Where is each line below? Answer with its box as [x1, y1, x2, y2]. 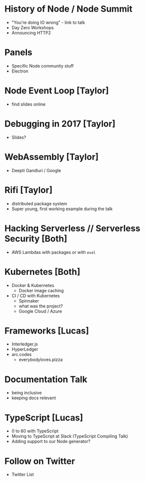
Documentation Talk [4, 374, 87, 385]
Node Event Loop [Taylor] [4, 85, 109, 96]
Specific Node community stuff [11, 63, 74, 69]
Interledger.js [11, 341, 38, 347]
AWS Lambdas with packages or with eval [11, 249, 96, 255]
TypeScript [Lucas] [4, 412, 83, 423]
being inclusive [11, 390, 42, 396]
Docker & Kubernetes [11, 282, 54, 288]
